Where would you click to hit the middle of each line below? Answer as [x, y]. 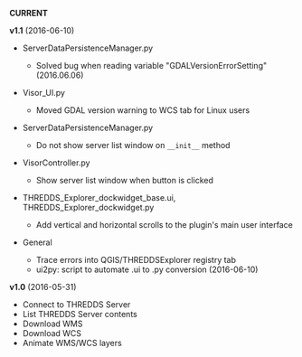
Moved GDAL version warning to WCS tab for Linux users [143, 110]
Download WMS [52, 324]
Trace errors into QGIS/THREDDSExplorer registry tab [136, 260]
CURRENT [28, 13]
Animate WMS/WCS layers [72, 343]
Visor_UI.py [44, 93]
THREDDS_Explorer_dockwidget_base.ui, [99, 197]
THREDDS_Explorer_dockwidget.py [88, 207]
